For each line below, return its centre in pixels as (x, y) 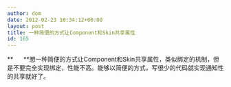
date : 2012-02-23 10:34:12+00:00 (55, 20)
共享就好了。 (31, 77)
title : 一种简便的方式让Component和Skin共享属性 (71, 33)
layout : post (26, 26)
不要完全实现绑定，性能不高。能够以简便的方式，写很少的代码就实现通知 (115, 68)
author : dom (24, 13)
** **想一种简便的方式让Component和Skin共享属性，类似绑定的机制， (110, 60)
